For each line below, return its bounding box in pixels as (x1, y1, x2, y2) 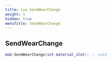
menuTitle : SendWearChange (5, 21, 61, 26)
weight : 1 (5, 12, 26, 17)
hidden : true (5, 16, 32, 21)
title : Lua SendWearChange (5, 7, 61, 12)
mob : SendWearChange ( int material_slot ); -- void (5, 52, 107, 57)
